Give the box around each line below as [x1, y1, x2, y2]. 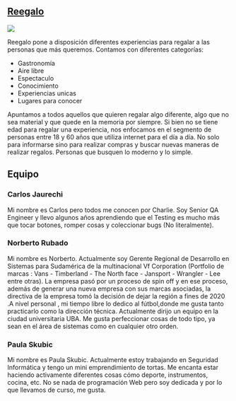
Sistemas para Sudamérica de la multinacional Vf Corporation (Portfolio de [7, 262, 225, 270]
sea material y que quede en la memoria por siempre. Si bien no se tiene [7, 117, 218, 126]
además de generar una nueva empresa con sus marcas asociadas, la [7, 284, 211, 293]
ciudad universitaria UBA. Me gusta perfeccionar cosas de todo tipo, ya [7, 314, 216, 322]
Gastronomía [17, 59, 55, 67]
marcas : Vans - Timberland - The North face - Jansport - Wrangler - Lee [7, 269, 221, 278]
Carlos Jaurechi [7, 190, 64, 199]
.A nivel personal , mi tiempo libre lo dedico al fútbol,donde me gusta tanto [7, 299, 224, 308]
